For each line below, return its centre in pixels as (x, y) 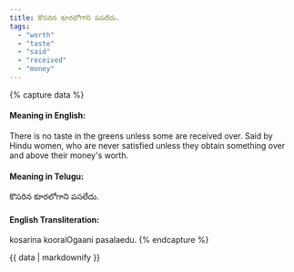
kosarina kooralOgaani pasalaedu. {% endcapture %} (109, 240)
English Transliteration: (55, 219)
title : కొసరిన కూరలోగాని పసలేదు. (65, 18)
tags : (20, 26)
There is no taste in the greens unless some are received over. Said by (141, 136)
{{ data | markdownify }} (55, 257)
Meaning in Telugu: (47, 176)
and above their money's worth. (69, 155)
